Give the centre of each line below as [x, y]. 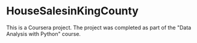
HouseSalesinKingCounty [72, 11]
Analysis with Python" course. [44, 33]
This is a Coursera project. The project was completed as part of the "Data [99, 27]
